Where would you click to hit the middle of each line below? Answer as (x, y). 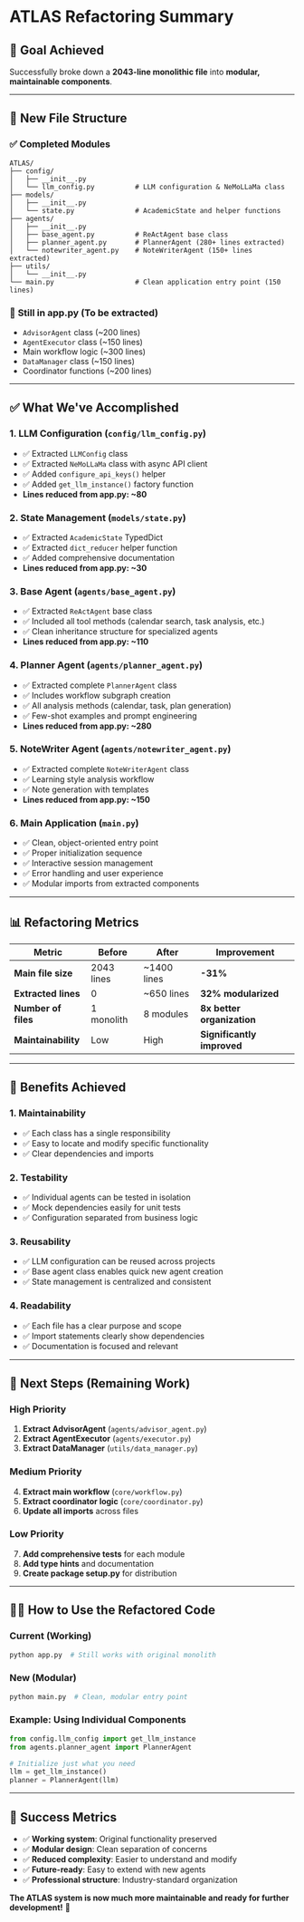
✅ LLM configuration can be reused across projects (119, 1261)
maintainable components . (61, 82)
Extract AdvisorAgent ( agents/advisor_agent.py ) (114, 1429)
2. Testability (39, 1177)
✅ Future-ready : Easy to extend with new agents (114, 1869)
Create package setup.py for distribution (100, 1573)
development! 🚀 (40, 1908)
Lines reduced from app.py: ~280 (87, 726)
